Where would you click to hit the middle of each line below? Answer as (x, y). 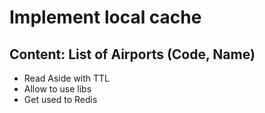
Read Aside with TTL (67, 78)
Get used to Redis (60, 99)
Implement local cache (105, 17)
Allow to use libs (57, 89)
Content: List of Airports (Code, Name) (132, 54)
